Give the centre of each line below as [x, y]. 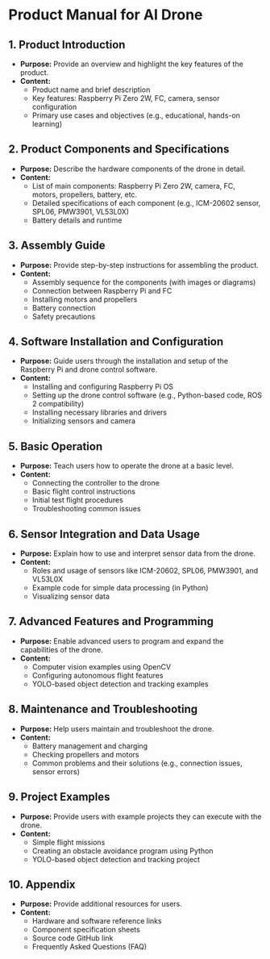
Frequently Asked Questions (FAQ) [89, 947]
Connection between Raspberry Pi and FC [102, 290]
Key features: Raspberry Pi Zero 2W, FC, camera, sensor [126, 98]
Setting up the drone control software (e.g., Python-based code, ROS [147, 395]
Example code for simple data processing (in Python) [120, 588]
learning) [47, 124]
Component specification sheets [86, 930]
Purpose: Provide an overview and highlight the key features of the [131, 64]
